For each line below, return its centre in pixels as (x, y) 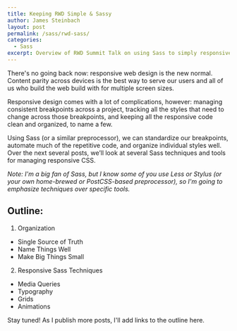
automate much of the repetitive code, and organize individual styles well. (115, 145)
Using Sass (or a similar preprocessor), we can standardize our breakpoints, (118, 137)
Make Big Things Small (51, 256)
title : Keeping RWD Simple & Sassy (60, 14)
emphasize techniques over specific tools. (69, 189)
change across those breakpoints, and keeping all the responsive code (110, 116)
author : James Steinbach (44, 20)
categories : (25, 40)
